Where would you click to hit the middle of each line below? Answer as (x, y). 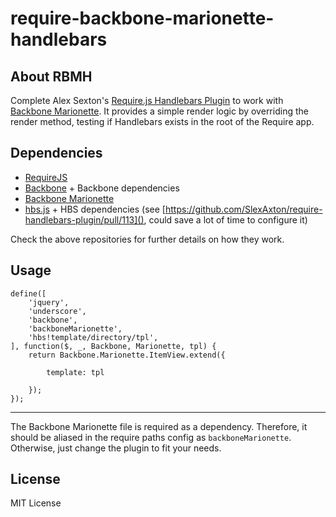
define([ (28, 293)
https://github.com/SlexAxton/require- (243, 209)
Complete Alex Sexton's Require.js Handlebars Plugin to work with (147, 100)
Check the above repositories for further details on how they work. (147, 239)
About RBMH (51, 76)
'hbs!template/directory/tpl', (93, 337)
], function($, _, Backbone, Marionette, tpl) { (113, 346)
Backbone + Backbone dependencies (102, 188)
